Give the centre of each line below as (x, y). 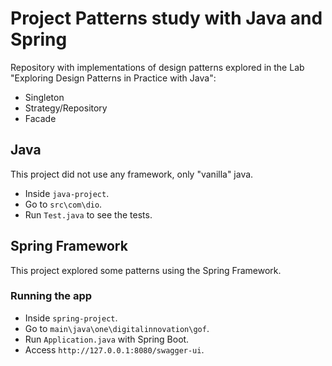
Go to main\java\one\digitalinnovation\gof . (117, 328)
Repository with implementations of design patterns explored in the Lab (157, 67)
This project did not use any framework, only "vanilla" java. (132, 174)
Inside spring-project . (71, 318)
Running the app (51, 296)
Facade (40, 118)
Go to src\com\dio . (63, 204)
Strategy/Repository (66, 108)
